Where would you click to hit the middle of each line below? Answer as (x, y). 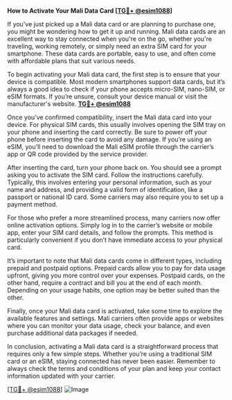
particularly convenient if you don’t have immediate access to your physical (115, 240)
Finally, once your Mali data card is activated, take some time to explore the (115, 311)
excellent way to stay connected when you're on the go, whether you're (110, 39)
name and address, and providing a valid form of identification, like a (105, 190)
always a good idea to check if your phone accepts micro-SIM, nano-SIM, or (116, 89)
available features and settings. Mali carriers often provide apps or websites (115, 318)
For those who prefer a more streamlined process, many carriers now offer (114, 218)
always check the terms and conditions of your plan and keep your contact (114, 368)
